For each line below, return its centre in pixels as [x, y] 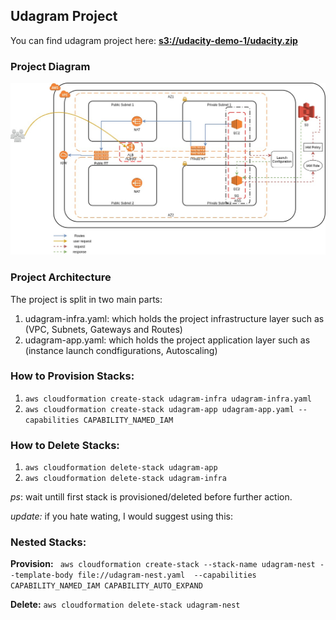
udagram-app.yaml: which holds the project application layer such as [167, 340]
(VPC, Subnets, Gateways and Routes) [103, 329]
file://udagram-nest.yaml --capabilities [167, 575]
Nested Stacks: [48, 542]
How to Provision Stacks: [72, 376]
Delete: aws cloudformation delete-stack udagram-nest [125, 605]
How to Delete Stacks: [65, 445]
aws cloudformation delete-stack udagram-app [121, 468]
